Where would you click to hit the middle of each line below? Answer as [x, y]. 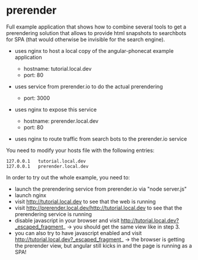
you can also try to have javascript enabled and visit [78, 233]
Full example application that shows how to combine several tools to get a [96, 27]
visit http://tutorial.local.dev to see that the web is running [85, 201]
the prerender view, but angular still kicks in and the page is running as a [103, 245]
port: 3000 [37, 98]
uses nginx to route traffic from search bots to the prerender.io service [101, 139]
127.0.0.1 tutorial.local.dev [46, 161]
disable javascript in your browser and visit [67, 220]
